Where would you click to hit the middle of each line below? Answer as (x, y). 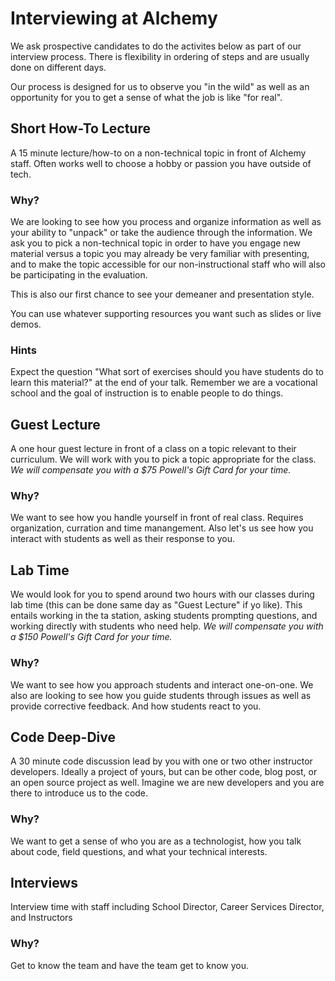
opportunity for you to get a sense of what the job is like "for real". (146, 97)
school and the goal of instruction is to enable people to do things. (147, 393)
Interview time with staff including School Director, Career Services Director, (167, 907)
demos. (26, 324)
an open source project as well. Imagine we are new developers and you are (167, 783)
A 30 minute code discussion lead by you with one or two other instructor (161, 761)
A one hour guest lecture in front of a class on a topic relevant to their (153, 449)
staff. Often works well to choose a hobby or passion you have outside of (161, 163)
